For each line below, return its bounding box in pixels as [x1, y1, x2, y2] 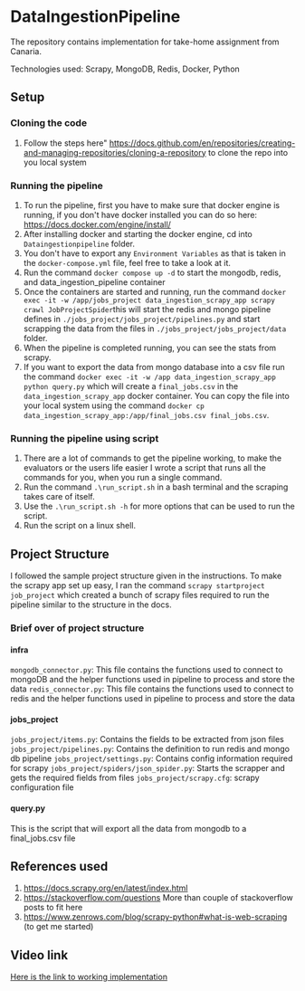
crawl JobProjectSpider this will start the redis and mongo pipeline [23, 303, 272, 314]
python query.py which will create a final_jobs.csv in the [23, 380, 239, 391]
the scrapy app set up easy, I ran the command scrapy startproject [10, 580, 265, 591]
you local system [23, 157, 87, 167]
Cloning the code [10, 117, 88, 129]
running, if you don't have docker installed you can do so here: [23, 209, 257, 220]
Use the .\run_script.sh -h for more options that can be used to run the [23, 500, 295, 512]
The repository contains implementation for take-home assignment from [10, 36, 280, 47]
